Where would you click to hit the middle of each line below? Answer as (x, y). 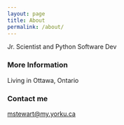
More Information (37, 65)
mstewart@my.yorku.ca (41, 114)
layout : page (26, 14)
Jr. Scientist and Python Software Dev (62, 47)
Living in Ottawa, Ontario (43, 80)
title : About (26, 20)
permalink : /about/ (36, 27)
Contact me (28, 98)
